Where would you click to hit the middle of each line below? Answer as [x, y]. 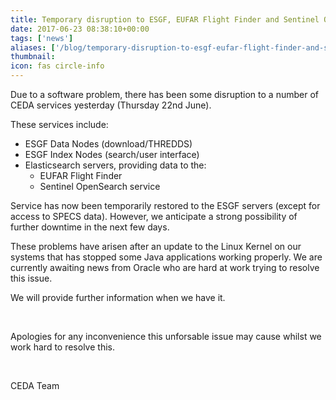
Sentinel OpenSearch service [100, 186]
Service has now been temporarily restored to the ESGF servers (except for [165, 205]
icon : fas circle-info [57, 66]
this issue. [31, 278]
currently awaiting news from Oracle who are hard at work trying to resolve [165, 267]
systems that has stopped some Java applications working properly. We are [166, 257]
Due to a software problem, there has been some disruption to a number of [164, 94]
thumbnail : [33, 57]
